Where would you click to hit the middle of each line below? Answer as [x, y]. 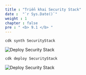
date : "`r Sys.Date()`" [31, 14]
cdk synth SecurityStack [30, 41]
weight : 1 [16, 18]
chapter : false [21, 23]
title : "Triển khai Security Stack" [43, 9]
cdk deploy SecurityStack [31, 59]
